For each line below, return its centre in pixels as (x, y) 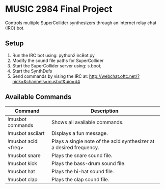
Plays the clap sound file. (80, 179)
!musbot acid (23, 141)
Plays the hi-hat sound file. (83, 171)
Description (105, 111)
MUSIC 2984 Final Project (59, 9)
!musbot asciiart (26, 133)
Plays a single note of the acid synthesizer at (103, 141)
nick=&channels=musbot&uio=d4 (46, 81)
